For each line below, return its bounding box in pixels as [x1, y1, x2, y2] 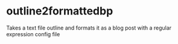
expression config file [6, 30, 60, 37]
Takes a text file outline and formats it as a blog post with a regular [6, 24, 172, 31]
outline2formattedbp [6, 4, 113, 18]
